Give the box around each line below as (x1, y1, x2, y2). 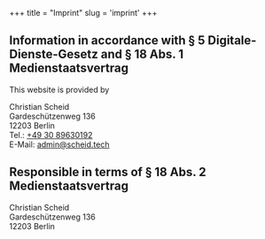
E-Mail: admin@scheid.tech (9, 139, 110, 150)
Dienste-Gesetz (9, 47, 99, 62)
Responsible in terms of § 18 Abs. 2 (9, 165, 207, 180)
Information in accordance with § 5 (9, 33, 206, 48)
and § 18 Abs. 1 (100, 47, 184, 62)
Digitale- (207, 33, 257, 48)
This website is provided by (9, 84, 110, 95)
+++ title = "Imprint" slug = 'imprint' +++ (9, 8, 158, 18)
